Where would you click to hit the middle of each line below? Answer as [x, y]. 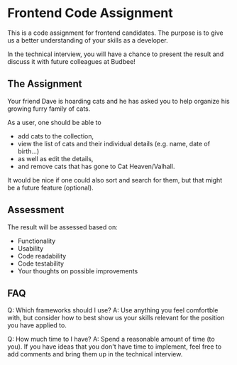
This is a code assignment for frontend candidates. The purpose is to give [115, 33]
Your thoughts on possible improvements [78, 271]
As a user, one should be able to [54, 122]
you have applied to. [37, 325]
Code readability [42, 256]
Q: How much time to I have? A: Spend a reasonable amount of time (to [111, 339]
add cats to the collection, [56, 136]
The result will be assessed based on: [63, 227]
